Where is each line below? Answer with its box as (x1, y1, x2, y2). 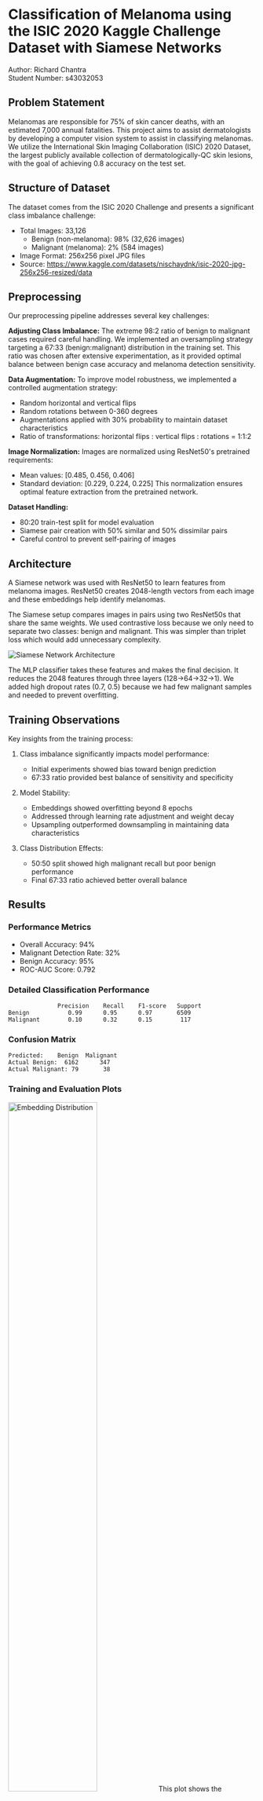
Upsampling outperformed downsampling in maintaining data (31, 820, 230, 829)
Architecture (8, 557, 72, 570)
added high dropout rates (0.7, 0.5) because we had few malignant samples (8, 682, 253, 692)
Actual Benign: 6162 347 (8, 1059, 111, 1067)
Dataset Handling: (8, 503, 69, 512)
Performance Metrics (8, 921, 92, 932)
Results (8, 898, 46, 912)
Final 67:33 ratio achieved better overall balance (31, 876, 188, 884)
